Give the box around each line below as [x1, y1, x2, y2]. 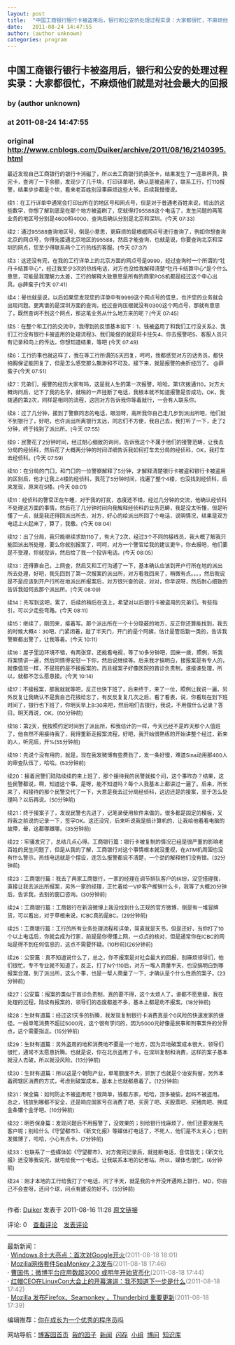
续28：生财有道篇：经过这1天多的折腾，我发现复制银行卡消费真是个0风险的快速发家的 [7, 1011, 219, 1019]
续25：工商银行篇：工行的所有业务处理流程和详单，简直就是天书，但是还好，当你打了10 [7, 925, 224, 933]
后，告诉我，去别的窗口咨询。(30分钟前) [7, 891, 107, 898]
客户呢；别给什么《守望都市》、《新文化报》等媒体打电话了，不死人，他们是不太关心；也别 [7, 1127, 229, 1135]
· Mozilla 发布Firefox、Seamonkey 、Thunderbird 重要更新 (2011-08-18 [7, 1293, 210, 1302]
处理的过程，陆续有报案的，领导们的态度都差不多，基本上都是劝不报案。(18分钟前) [7, 999, 211, 1006]
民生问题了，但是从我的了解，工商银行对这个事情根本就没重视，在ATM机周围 [23, 846, 213, 853]
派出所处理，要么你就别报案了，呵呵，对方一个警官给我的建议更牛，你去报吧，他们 [17, 541, 223, 548]
